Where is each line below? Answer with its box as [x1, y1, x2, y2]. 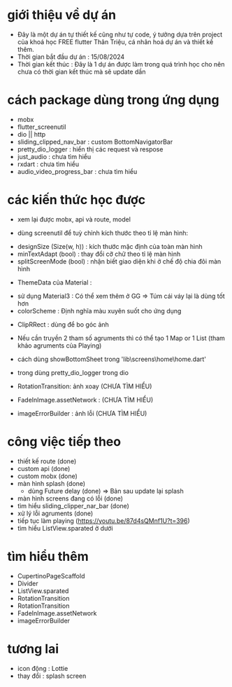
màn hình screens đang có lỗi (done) [17, 494, 124, 503]
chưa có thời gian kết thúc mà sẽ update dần [17, 67, 146, 76]
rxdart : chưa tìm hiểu [17, 160, 80, 168]
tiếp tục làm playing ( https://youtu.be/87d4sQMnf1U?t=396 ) [17, 516, 190, 525]
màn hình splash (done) [17, 479, 86, 487]
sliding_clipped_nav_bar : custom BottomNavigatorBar [17, 137, 173, 146]
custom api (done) [17, 464, 71, 472]
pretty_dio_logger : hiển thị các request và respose [17, 144, 164, 154]
